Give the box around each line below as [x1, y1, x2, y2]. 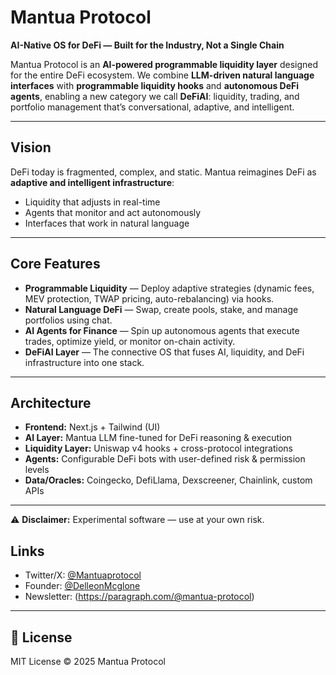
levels [24, 464, 50, 476]
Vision [10, 139, 52, 156]
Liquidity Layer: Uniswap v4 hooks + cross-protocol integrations [24, 442, 293, 455]
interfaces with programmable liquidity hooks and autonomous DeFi [10, 79, 300, 91]
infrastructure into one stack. [24, 356, 145, 368]
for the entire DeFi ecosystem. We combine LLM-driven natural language [10, 69, 315, 81]
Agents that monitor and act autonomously [24, 206, 202, 218]
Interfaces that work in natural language [24, 217, 190, 229]
